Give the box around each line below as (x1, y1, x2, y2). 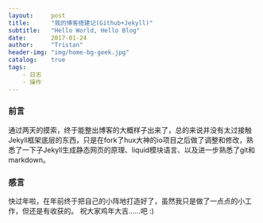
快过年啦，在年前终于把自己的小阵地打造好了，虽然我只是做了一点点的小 (8, 196, 245, 206)
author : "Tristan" (8, 41, 83, 49)
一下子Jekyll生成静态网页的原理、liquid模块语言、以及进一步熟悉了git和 (21, 144, 256, 155)
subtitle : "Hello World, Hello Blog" (8, 26, 141, 34)
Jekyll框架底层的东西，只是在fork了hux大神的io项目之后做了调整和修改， (8, 135, 246, 144)
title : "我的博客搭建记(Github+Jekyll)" (8, 19, 153, 27)
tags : (8, 63, 26, 71)
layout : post (8, 11, 66, 20)
